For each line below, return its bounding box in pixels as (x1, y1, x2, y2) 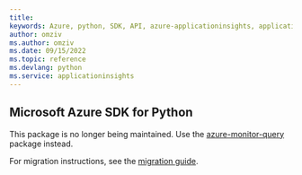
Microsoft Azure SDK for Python (9, 105, 193, 120)
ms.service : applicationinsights (9, 72, 135, 81)
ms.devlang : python (9, 64, 83, 73)
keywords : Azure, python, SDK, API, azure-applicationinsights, (9, 22, 255, 31)
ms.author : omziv (9, 38, 75, 48)
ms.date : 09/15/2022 (9, 47, 87, 56)
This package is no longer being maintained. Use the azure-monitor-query (9, 128, 285, 139)
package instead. (9, 138, 74, 149)
